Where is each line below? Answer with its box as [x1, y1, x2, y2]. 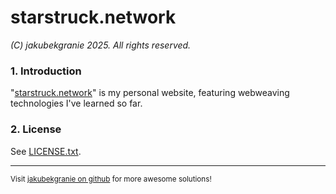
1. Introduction [10, 64, 82, 78]
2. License [10, 122, 62, 136]
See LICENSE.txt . [10, 145, 82, 157]
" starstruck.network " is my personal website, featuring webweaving [10, 87, 290, 99]
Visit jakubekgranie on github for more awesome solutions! [10, 174, 212, 184]
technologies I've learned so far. [10, 97, 143, 110]
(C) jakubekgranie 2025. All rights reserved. [10, 39, 192, 51]
